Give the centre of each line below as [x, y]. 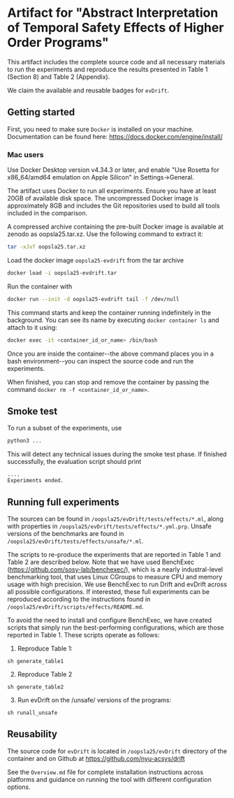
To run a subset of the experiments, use [65, 428]
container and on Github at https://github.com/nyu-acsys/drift [96, 758]
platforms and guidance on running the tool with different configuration [109, 779]
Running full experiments [64, 502]
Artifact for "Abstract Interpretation [113, 13]
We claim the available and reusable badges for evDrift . [88, 90]
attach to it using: [32, 327]
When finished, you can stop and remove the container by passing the [108, 382]
